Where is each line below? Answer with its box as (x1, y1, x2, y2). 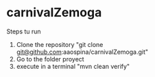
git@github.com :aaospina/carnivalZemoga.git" (16, 48, 149, 56)
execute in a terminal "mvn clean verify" (16, 62, 130, 70)
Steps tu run (6, 27, 42, 35)
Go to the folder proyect (16, 55, 84, 63)
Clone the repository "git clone (16, 40, 104, 48)
